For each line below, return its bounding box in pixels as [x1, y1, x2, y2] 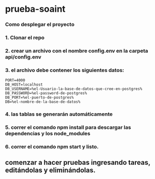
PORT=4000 [5, 78, 26, 83]
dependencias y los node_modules [5, 130, 90, 137]
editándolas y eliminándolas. [5, 166, 96, 175]
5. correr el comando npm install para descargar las [5, 124, 131, 131]
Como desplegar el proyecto [5, 21, 75, 28]
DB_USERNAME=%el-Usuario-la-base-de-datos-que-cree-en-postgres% [5, 87, 142, 91]
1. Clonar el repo [5, 34, 45, 41]
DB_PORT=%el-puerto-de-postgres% [5, 95, 74, 100]
